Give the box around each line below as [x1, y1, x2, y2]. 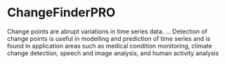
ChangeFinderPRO [7, 5, 115, 20]
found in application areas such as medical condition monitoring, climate [7, 42, 212, 50]
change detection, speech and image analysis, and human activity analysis [7, 49, 219, 57]
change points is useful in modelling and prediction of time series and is [7, 34, 211, 42]
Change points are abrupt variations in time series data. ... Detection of [7, 27, 207, 35]
